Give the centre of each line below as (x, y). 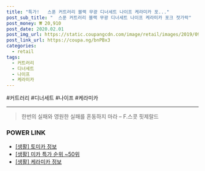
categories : (21, 46)
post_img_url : (24, 35)
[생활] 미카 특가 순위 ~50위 (48, 154)
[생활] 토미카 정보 (36, 147)
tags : (13, 57)
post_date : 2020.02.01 (35, 29)
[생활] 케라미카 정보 (38, 162)
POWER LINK (26, 133)
